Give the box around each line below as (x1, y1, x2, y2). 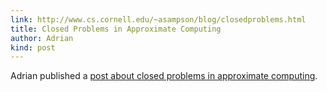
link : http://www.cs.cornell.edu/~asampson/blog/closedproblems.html (10, 14, 307, 25)
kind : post (10, 42, 56, 53)
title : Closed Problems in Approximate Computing (10, 24, 222, 34)
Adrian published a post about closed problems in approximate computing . (10, 70, 318, 82)
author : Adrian (10, 33, 74, 43)
